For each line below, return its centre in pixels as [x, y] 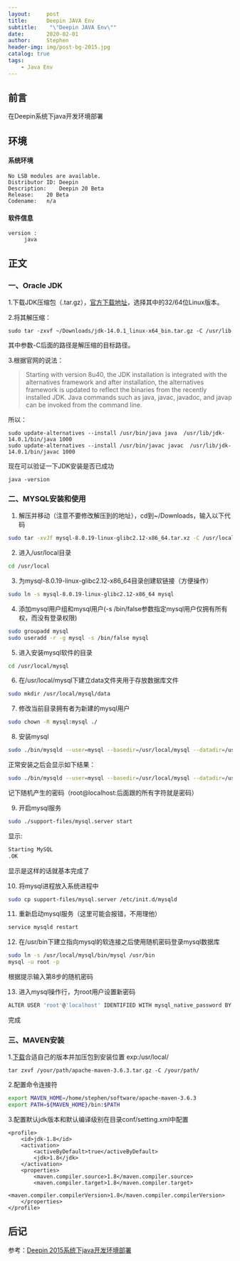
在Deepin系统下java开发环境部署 [56, 116]
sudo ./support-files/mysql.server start [71, 821]
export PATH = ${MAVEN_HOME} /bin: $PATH [64, 1105]
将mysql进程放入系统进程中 [58, 885]
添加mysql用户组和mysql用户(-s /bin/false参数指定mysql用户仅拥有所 [120, 608]
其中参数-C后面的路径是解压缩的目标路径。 [71, 345]
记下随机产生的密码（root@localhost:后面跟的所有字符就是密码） [103, 793]
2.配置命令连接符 [33, 1085]
